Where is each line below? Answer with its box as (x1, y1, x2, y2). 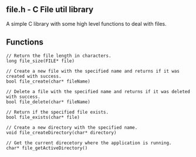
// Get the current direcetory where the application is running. (6, 140, 172, 146)
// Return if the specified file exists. (6, 109, 109, 115)
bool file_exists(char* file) (6, 114, 80, 120)
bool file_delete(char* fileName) (6, 99, 91, 105)
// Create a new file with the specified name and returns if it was (6, 68, 180, 74)
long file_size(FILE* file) (6, 58, 75, 64)
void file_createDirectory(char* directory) (6, 129, 117, 135)
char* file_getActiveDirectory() (6, 145, 88, 151)
